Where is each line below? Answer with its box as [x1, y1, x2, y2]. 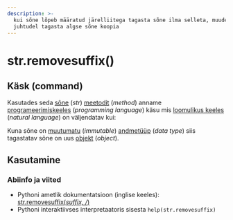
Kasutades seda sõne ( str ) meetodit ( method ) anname [7, 98, 162, 107]
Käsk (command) [7, 80, 83, 92]
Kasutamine [7, 154, 61, 166]
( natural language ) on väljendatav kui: [7, 113, 116, 122]
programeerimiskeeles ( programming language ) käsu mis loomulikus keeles [7, 106, 224, 114]
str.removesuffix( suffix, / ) [17, 198, 90, 206]
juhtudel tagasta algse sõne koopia [13, 23, 119, 30]
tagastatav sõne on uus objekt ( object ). [7, 134, 119, 143]
